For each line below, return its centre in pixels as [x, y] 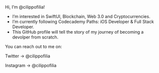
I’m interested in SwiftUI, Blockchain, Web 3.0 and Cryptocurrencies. [81, 16]
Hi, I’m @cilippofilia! [25, 7]
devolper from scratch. [35, 37]
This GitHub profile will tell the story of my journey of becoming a [78, 32]
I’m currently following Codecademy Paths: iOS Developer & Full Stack [83, 22]
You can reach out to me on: [34, 46]
